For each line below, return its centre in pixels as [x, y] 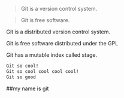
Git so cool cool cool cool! [43, 71]
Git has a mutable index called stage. [52, 55]
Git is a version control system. [59, 9]
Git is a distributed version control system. [58, 32]
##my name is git [28, 88]
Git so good [21, 77]
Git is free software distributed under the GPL [62, 43]
